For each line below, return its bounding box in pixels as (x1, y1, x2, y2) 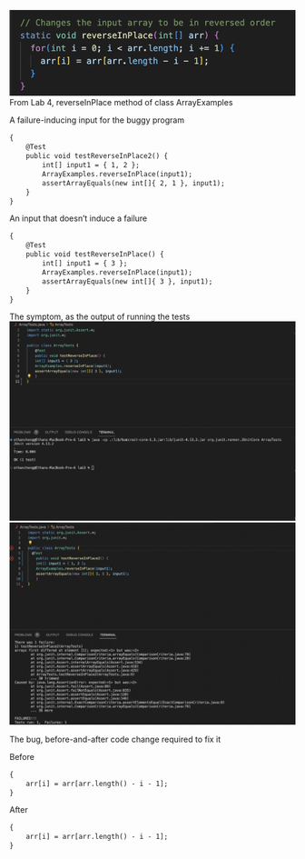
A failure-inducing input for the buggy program (9, 115, 184, 125)
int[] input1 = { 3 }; (42, 258, 128, 268)
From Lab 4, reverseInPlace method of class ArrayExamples (9, 96, 233, 107)
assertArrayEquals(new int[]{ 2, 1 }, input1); (42, 178, 225, 187)
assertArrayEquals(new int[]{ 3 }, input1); (42, 276, 213, 286)
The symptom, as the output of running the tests (9, 311, 191, 322)
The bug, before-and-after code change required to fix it (9, 734, 221, 745)
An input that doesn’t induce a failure (9, 213, 148, 224)
